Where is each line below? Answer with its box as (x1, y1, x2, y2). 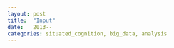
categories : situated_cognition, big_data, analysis (7, 30, 168, 37)
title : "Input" (7, 17, 56, 24)
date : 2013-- (7, 23, 53, 30)
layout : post (7, 10, 46, 18)
